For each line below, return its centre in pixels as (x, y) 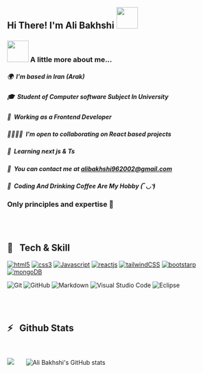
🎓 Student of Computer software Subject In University (88, 97)
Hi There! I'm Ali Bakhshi (61, 26)
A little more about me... (71, 60)
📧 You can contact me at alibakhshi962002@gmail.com (90, 168)
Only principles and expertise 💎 (61, 204)
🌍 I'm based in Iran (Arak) (46, 76)
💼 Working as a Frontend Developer (59, 117)
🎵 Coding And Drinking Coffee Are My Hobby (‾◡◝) (81, 186)
